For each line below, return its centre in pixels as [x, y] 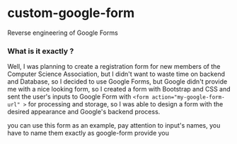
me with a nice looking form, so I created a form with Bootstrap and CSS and [119, 89]
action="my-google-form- [188, 97]
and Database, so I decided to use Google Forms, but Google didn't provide [117, 82]
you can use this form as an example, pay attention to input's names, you [114, 126]
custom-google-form [71, 13]
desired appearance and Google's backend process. [84, 112]
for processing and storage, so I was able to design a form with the [126, 104]
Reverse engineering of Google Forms [63, 33]
